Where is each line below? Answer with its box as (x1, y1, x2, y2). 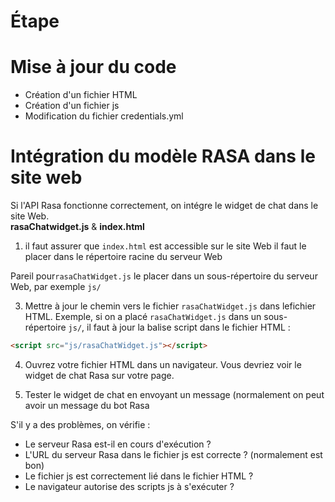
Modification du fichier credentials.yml (24, 110, 184, 122)
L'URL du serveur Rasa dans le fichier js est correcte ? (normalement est (24, 448, 323, 460)
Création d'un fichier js (24, 100, 120, 112)
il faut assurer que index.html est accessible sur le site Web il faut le (24, 240, 307, 252)
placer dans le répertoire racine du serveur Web (24, 251, 223, 263)
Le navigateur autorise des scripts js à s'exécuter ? (24, 480, 235, 492)
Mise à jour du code (10, 56, 177, 79)
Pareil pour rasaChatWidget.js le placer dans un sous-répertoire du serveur (10, 270, 318, 282)
